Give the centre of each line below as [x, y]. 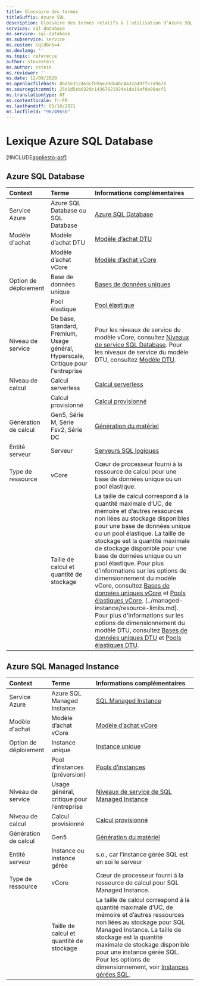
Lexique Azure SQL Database [80, 141]
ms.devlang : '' [25, 51]
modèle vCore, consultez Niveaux [142, 338]
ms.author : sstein [29, 67]
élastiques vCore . [119, 601]
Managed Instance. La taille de [139, 929]
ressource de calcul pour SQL [137, 882]
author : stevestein [30, 61]
